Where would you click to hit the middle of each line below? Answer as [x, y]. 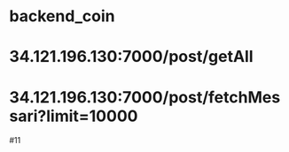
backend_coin [62, 16]
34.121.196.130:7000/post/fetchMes [145, 97]
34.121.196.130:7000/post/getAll [131, 57]
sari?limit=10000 [74, 116]
